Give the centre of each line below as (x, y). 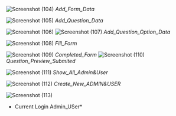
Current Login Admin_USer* (48, 107)
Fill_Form (66, 43)
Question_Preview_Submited (41, 61)
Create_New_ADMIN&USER (87, 84)
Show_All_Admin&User (80, 72)
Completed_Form (76, 55)
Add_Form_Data (75, 9)
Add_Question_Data (79, 20)
